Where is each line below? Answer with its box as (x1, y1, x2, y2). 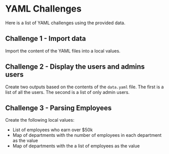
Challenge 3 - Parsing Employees (5, 104, 112, 112)
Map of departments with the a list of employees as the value (12, 143, 140, 149)
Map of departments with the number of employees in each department (12, 132, 162, 138)
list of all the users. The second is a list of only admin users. (5, 89, 130, 95)
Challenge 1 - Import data (5, 34, 86, 43)
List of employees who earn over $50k (12, 127, 93, 133)
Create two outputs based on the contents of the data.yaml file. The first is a (5, 84, 164, 90)
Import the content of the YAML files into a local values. (5, 47, 121, 54)
